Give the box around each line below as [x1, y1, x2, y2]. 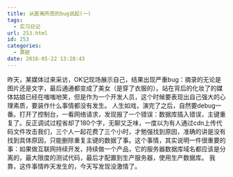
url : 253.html [7, 29, 49, 37]
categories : [7, 42, 42, 49]
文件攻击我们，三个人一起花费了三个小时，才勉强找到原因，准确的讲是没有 [12, 127, 226, 135]
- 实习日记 [13, 23, 41, 30]
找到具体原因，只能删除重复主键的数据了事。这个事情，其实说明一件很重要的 [7, 136, 226, 144]
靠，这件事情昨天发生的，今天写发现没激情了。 [7, 162, 141, 170]
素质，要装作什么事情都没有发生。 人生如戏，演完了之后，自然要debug [12, 101, 216, 110]
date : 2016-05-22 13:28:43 [7, 56, 85, 62]
